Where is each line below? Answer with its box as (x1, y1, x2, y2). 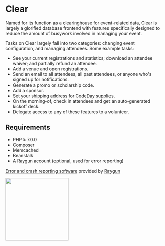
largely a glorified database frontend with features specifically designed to (5, 25, 160, 31)
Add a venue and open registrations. (12, 66, 89, 72)
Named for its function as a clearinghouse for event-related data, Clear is (5, 20, 157, 26)
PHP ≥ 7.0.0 (12, 136, 37, 142)
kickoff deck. (12, 103, 40, 109)
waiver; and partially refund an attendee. (12, 60, 97, 66)
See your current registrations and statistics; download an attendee (12, 55, 153, 61)
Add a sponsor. (12, 87, 44, 93)
